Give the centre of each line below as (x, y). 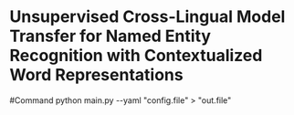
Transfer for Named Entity (110, 36)
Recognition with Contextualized (136, 56)
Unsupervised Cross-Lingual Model (147, 17)
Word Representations (97, 75)
